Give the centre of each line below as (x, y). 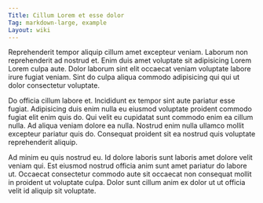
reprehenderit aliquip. (43, 143)
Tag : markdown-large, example (58, 23)
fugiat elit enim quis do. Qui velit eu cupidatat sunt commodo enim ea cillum (131, 118)
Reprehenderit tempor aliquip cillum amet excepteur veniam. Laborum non (128, 53)
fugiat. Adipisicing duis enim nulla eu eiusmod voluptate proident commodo (130, 109)
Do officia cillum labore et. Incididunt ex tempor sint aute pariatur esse (122, 101)
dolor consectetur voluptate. (54, 85)
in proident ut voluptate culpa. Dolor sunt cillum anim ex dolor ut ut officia (127, 183)
